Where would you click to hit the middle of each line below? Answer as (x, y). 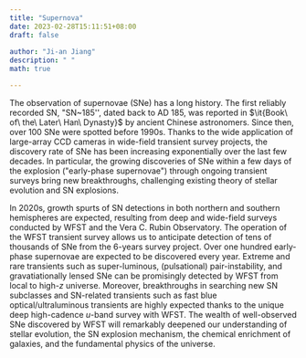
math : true (30, 69)
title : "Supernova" (47, 18)
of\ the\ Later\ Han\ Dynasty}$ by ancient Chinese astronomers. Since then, (152, 122)
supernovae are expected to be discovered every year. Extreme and (163, 256)
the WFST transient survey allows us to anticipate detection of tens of (141, 237)
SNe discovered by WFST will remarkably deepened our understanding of (148, 324)
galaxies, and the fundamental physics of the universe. (113, 343)
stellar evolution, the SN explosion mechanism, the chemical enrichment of (150, 333)
